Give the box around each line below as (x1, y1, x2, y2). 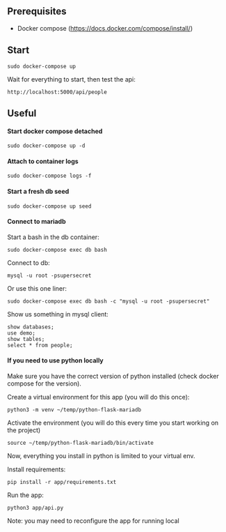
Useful (7, 107, 37, 119)
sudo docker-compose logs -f (7, 172, 92, 180)
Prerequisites (7, 6, 67, 17)
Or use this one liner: (7, 284, 67, 292)
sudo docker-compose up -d (7, 142, 86, 149)
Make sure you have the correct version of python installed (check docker (7, 372, 219, 381)
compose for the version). (7, 379, 82, 388)
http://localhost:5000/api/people (7, 89, 108, 96)
